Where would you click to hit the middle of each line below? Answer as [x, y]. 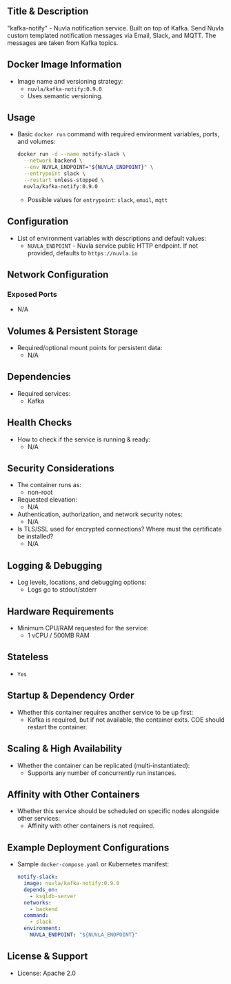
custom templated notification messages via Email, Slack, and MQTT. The [112, 35]
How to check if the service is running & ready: [84, 439]
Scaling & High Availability [65, 749]
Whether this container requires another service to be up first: [105, 712]
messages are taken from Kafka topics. [63, 43]
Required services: [44, 393]
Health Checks [40, 422]
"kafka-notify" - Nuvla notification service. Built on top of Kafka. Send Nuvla [115, 28]
